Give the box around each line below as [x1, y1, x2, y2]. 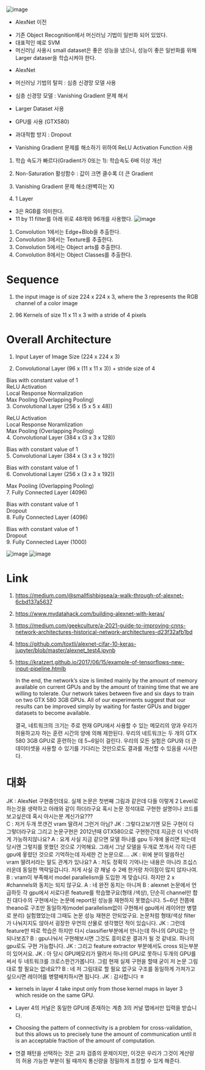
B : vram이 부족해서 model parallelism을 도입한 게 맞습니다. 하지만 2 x [6, 873, 175, 881]
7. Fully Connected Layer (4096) [6, 488, 87, 496]
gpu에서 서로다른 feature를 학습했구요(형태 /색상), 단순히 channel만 [29, 889, 192, 896]
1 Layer [15, 195, 34, 202]
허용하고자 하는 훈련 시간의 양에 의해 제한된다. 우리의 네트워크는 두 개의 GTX [15, 729, 197, 737]
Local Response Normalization [6, 389, 84, 397]
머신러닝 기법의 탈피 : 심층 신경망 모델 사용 [15, 79, 117, 86]
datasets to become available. [15, 709, 91, 717]
